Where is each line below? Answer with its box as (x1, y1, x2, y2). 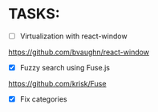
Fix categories (19, 94, 67, 104)
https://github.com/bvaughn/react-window (8, 47, 150, 57)
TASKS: (8, 5, 60, 23)
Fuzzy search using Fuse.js (19, 63, 111, 72)
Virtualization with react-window (19, 31, 128, 41)
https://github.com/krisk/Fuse (8, 79, 107, 89)
